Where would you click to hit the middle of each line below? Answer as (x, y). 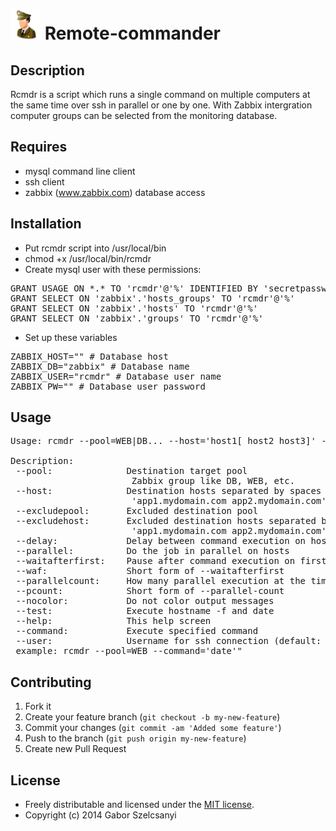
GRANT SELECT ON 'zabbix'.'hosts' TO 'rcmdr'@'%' (134, 308)
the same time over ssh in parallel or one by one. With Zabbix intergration (161, 105)
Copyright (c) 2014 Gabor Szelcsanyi (100, 815)
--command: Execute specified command (137, 631)
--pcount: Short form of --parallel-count (150, 591)
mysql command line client (80, 171)
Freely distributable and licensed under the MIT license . (139, 805)
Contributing (51, 682)
